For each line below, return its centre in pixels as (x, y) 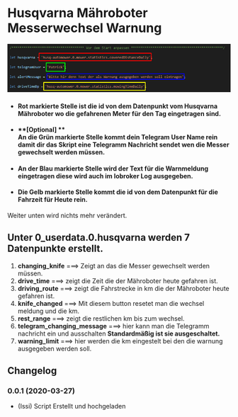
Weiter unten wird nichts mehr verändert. (67, 215)
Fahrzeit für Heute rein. (52, 200)
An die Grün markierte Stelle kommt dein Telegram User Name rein (118, 137)
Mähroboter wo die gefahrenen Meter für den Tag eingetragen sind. (119, 113)
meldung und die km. (49, 311)
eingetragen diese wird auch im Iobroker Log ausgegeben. (105, 176)
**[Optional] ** (41, 130)
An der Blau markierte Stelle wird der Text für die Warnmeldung (113, 168)
